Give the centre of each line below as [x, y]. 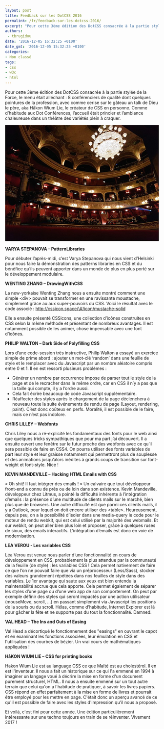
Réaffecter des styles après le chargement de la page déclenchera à [81, 399]
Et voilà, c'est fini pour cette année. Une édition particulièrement [70, 712]
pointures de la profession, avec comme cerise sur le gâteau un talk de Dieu [82, 103]
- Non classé [18, 57]
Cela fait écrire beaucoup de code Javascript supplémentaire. [74, 394]
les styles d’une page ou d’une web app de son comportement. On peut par [81, 592]
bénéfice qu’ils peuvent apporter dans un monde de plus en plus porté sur [80, 269]
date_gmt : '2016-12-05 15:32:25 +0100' [46, 47]
